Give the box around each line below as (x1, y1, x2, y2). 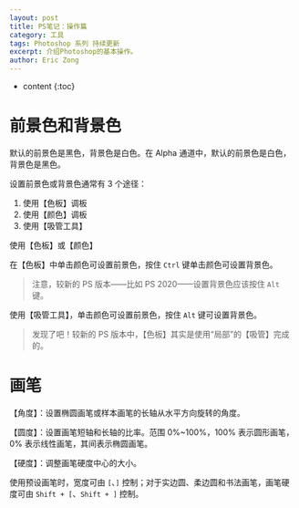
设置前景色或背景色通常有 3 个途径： (9, 178, 148, 189)
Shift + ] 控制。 (80, 488, 144, 499)
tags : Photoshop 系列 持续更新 (9, 38, 120, 48)
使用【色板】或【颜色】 (9, 239, 98, 251)
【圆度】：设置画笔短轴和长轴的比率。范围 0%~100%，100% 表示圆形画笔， (9, 426, 294, 438)
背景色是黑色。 (9, 159, 66, 170)
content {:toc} (22, 81, 76, 91)
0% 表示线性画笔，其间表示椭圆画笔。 (9, 438, 153, 449)
